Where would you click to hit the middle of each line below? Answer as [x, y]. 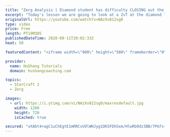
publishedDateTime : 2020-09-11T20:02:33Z [50, 39]
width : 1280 [27, 108]
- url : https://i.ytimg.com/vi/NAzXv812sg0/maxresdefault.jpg [77, 103]
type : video [18, 24]
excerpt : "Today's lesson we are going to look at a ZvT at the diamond [83, 15]
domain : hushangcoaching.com [40, 71]
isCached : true [30, 117]
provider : [16, 61]
